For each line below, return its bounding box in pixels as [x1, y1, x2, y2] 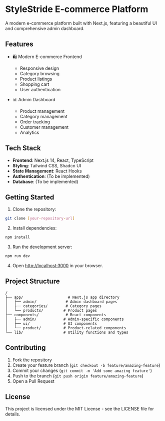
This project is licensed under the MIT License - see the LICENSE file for [5, 406, 154, 412]
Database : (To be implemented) [12, 178, 78, 184]
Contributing [5, 343, 46, 352]
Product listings [19, 76, 52, 82]
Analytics [19, 129, 39, 135]
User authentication [19, 86, 61, 92]
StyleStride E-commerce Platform [5, 4, 148, 15]
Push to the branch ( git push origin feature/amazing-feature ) [12, 372, 143, 379]
